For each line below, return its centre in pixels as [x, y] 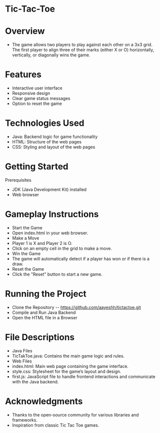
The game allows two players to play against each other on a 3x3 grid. [82, 45]
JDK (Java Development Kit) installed [49, 189]
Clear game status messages [41, 99]
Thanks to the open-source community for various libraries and [75, 415]
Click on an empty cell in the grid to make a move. [62, 248]
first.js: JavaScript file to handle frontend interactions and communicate [84, 376]
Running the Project [46, 294]
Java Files [22, 350]
